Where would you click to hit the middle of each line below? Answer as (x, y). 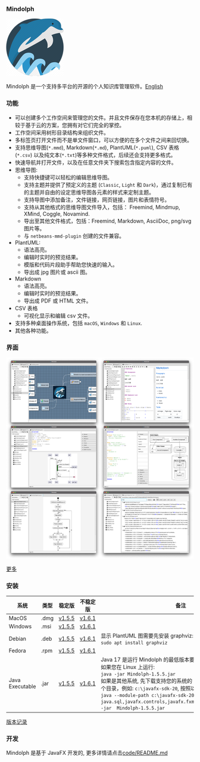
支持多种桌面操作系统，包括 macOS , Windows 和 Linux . (79, 323)
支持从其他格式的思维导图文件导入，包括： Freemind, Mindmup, (102, 207)
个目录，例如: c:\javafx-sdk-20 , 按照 (146, 689)
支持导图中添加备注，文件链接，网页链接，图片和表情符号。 (97, 199)
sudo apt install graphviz (134, 643)
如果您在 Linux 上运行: (128, 667)
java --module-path (125, 696)
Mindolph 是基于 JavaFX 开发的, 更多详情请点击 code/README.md (87, 753)
